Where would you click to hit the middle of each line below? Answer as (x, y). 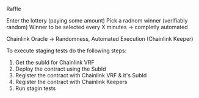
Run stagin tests (35, 88)
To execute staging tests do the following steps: (67, 51)
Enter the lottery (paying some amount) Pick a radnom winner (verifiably (97, 20)
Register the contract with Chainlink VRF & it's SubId (81, 75)
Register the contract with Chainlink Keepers (71, 82)
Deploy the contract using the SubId (60, 69)
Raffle (14, 9)
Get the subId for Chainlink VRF (55, 62)
